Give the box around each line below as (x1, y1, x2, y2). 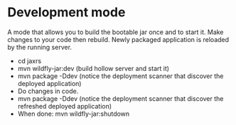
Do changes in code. (17, 87, 79, 95)
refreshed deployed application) (17, 102, 112, 110)
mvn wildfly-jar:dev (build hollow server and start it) (17, 64, 169, 72)
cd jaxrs (17, 56, 41, 65)
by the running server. (7, 43, 73, 51)
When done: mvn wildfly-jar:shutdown (17, 109, 130, 118)
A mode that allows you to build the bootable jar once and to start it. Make (7, 28, 224, 36)
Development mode (7, 4, 126, 21)
